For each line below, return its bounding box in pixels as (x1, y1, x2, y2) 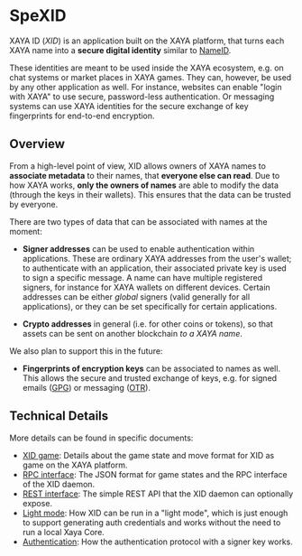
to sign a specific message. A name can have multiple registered (22, 272, 263, 283)
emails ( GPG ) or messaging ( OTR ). (22, 382, 151, 393)
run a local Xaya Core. (22, 526, 105, 537)
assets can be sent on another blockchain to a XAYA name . (22, 328, 243, 338)
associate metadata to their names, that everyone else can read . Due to (9, 170, 280, 181)
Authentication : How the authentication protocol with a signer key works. (22, 536, 293, 547)
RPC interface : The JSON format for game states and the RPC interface (22, 468, 288, 479)
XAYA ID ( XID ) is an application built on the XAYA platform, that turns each (9, 35, 285, 46)
